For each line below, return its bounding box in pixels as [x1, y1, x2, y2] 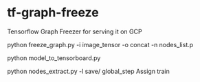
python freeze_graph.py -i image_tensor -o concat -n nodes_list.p [7, 40, 194, 49]
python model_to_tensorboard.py [7, 53, 101, 62]
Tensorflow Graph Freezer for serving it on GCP [7, 27, 142, 36]
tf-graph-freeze [7, 5, 99, 20]
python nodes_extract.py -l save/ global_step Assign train [7, 67, 170, 75]
